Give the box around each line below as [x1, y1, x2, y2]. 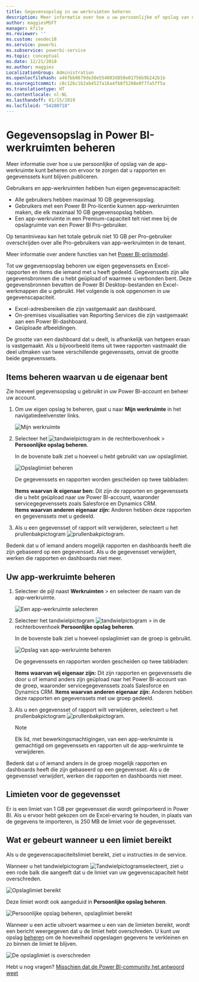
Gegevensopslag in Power [6, 128, 138, 141]
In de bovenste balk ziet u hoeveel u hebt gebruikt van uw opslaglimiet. [14, 453, 188, 460]
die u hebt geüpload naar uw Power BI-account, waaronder [14, 494, 160, 501]
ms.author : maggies [6, 64, 54, 70]
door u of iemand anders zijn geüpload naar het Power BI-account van [14, 676, 187, 683]
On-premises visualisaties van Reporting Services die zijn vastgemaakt [14, 311, 188, 319]
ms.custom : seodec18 [6, 36, 57, 42]
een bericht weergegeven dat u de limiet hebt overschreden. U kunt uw [6, 927, 180, 934]
